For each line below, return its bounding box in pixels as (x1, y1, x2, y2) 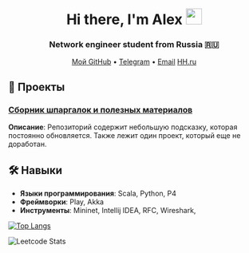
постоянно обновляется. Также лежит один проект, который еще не (8, 131, 241, 140)
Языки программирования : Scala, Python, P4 (19, 188, 177, 198)
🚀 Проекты (8, 80, 65, 93)
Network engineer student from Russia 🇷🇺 (49, 39, 219, 50)
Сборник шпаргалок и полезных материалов (8, 104, 193, 115)
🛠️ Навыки (8, 164, 62, 177)
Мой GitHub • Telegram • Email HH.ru (71, 57, 197, 67)
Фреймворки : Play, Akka (19, 196, 105, 207)
